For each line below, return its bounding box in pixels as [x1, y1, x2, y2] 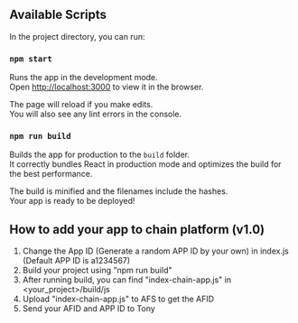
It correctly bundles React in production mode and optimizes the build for [9, 159, 282, 170]
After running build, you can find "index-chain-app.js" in [22, 274, 232, 285]
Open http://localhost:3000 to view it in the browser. [9, 81, 204, 93]
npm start [9, 53, 52, 64]
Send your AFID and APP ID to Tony [22, 303, 155, 314]
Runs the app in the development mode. [9, 72, 158, 83]
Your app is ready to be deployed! [9, 196, 135, 207]
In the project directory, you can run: [9, 31, 145, 42]
